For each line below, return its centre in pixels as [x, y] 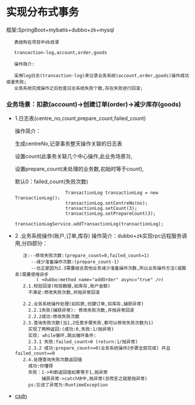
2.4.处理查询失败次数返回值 [52, 360]
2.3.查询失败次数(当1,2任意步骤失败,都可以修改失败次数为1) [88, 323]
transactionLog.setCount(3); [101, 209]
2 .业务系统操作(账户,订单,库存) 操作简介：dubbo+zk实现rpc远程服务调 [101, 236]
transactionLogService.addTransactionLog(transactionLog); [89, 224]
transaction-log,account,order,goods [61, 52]
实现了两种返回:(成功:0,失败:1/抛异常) [71, 329]
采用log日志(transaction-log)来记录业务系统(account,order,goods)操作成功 [102, 76]
